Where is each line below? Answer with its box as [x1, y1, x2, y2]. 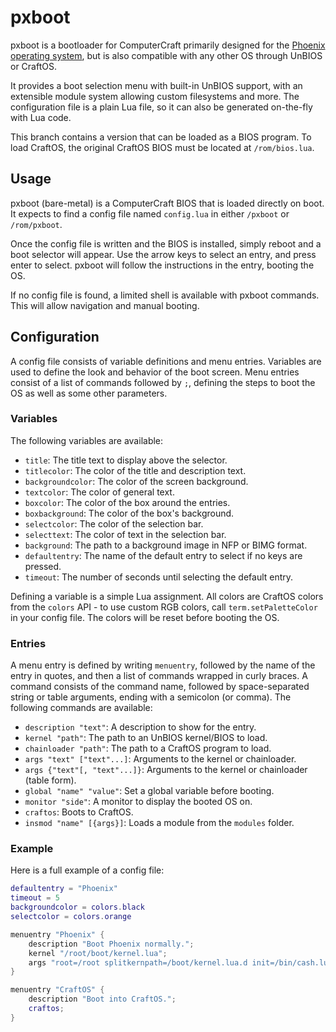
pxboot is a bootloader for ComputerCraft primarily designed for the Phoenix [10, 39, 326, 51]
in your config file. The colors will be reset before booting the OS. [10, 611, 280, 623]
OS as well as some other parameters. [10, 387, 168, 399]
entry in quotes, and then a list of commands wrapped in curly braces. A [10, 670, 308, 682]
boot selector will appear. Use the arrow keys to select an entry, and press [10, 248, 317, 260]
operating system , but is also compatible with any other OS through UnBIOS [10, 49, 323, 61]
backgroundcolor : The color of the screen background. [24, 475, 249, 487]
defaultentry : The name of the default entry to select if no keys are [24, 549, 303, 561]
